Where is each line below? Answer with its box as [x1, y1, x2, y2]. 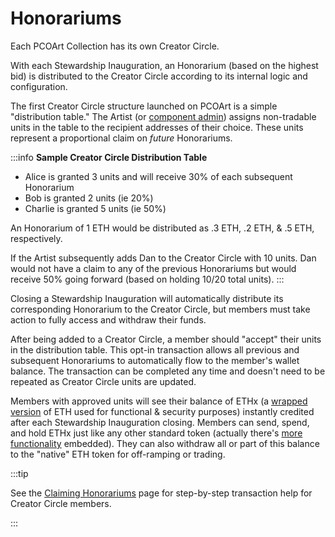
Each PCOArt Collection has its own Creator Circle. [10, 40, 220, 52]
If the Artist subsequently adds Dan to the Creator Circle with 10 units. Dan [10, 252, 317, 264]
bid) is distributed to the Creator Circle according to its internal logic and [10, 70, 308, 82]
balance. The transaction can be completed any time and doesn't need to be [10, 365, 326, 377]
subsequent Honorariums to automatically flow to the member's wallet [10, 354, 300, 366]
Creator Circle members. [10, 497, 112, 509]
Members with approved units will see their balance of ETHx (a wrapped [10, 395, 308, 407]
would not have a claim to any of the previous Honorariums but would [10, 262, 297, 274]
